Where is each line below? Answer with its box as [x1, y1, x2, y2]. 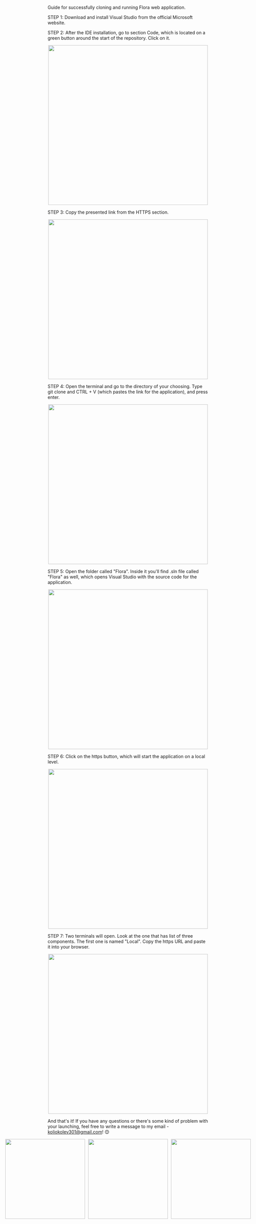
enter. [47, 394, 60, 400]
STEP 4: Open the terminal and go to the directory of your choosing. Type [47, 383, 203, 389]
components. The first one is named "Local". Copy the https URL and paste [47, 938, 206, 944]
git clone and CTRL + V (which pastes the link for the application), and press [47, 389, 208, 395]
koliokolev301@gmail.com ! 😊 [47, 1129, 110, 1135]
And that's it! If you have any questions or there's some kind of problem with [47, 1118, 208, 1124]
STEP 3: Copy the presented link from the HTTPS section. [47, 209, 169, 215]
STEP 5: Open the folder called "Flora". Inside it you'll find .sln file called [47, 569, 199, 574]
